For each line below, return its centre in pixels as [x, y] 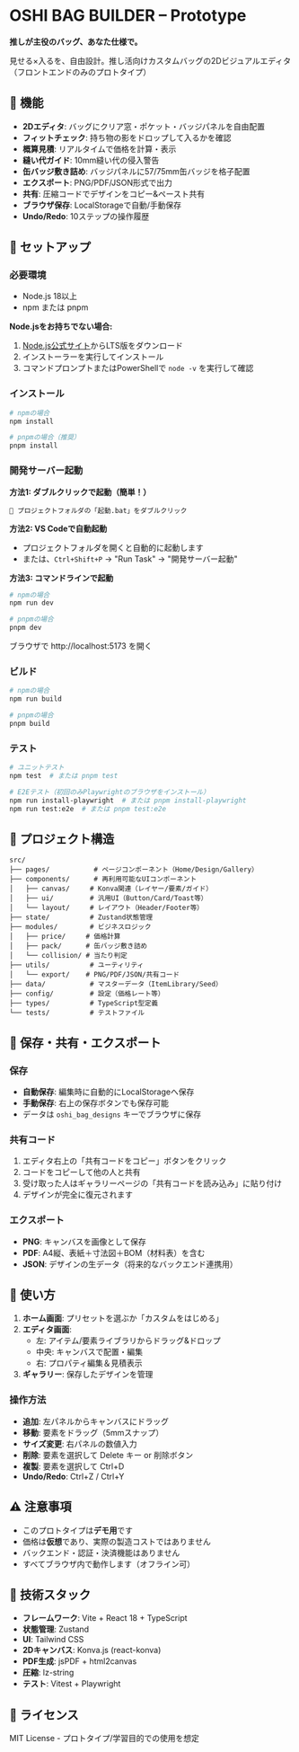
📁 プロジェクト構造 [62, 839]
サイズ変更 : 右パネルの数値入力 [79, 1444]
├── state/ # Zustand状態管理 [81, 917]
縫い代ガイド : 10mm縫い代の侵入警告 [91, 160]
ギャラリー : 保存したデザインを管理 [88, 1375]
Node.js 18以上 [50, 296]
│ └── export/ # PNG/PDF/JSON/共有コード [94, 975]
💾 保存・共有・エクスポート [85, 1043]
